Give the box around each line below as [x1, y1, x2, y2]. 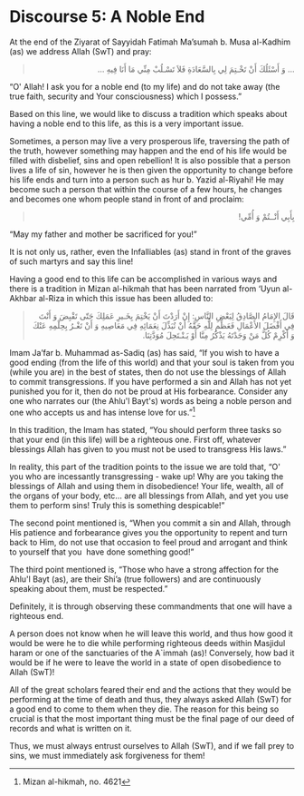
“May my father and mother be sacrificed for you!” [9, 229, 197, 240]
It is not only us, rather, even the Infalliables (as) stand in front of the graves [9, 246, 291, 257]
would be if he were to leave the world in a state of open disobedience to [9, 656, 282, 668]
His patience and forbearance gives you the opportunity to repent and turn [9, 526, 288, 537]
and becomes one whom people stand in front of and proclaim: [9, 193, 244, 204]
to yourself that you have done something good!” [9, 546, 195, 557]
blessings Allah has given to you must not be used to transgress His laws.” [9, 443, 287, 455]
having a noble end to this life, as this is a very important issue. [9, 118, 244, 129]
